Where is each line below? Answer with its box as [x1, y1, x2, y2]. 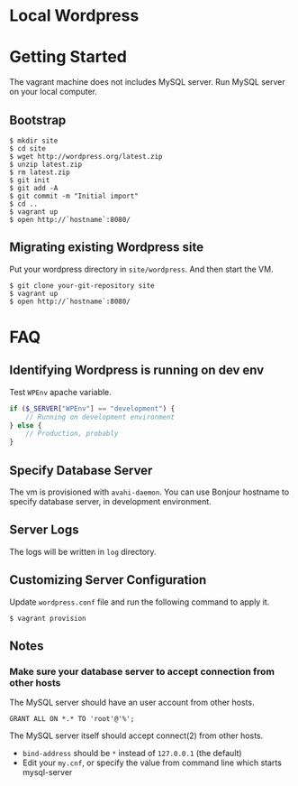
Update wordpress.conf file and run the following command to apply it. [9, 596, 270, 607]
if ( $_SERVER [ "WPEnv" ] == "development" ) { [9, 403, 176, 413]
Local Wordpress [9, 5, 140, 26]
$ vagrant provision [9, 614, 87, 623]
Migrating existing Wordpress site [9, 240, 204, 255]
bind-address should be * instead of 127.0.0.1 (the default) [22, 748, 242, 759]
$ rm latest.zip [9, 168, 70, 177]
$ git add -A [9, 183, 59, 192]
